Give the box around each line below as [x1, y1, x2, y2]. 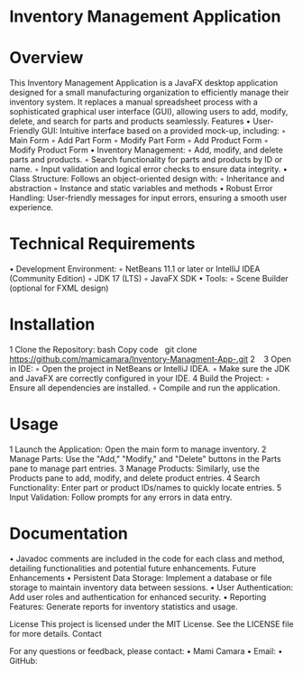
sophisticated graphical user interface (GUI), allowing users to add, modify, [9, 106, 289, 117]
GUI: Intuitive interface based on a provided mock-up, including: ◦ [41, 125, 287, 136]
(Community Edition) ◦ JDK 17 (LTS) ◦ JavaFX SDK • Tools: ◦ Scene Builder [9, 273, 289, 284]
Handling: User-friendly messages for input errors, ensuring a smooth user [9, 192, 288, 204]
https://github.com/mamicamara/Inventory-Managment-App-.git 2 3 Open [9, 354, 291, 364]
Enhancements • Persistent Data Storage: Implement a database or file [9, 572, 272, 583]
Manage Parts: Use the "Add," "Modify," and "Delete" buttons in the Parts [9, 453, 281, 464]
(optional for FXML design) [9, 282, 109, 294]
